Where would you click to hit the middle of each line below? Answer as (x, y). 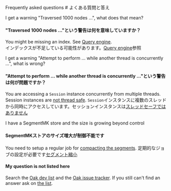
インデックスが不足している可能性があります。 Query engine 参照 (73, 48)
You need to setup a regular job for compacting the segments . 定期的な (81, 148)
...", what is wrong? (25, 63)
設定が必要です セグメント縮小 (46, 154)
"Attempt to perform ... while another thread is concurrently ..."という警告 (85, 76)
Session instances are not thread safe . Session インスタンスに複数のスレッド (86, 100)
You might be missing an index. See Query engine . (59, 42)
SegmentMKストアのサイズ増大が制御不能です (55, 135)
